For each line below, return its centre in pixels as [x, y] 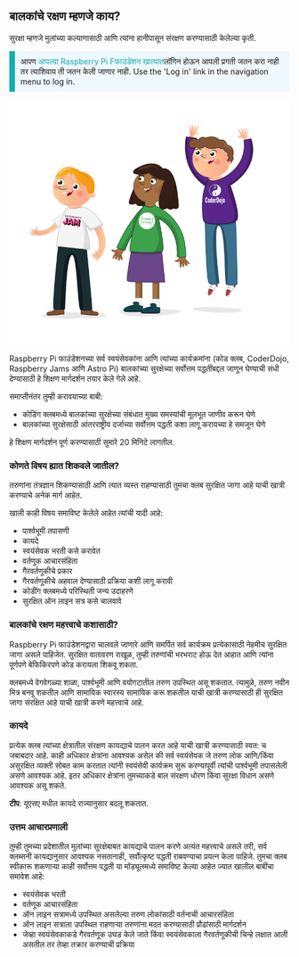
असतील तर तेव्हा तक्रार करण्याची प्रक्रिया [78, 945]
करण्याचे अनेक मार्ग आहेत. [46, 495]
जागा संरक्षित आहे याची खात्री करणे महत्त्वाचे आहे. [77, 702]
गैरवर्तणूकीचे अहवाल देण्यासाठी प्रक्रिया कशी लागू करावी [97, 582]
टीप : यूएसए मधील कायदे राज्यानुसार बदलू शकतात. [79, 803]
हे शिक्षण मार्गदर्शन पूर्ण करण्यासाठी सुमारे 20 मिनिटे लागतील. [92, 441]
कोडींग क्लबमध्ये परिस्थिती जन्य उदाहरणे [77, 591]
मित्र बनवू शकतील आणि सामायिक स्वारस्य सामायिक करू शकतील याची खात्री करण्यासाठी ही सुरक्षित [146, 692]
